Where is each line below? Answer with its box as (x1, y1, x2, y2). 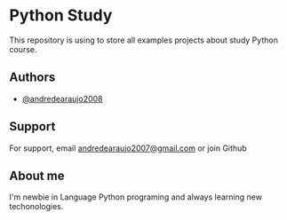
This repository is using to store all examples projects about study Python (9, 35, 278, 45)
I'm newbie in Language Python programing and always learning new (9, 192, 262, 202)
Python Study (9, 5, 113, 26)
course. (9, 43, 37, 54)
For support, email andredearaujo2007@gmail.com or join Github (9, 143, 247, 153)
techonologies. (9, 201, 64, 212)
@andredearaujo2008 (21, 93, 104, 104)
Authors (9, 70, 56, 85)
